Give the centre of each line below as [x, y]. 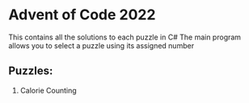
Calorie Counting [48, 90]
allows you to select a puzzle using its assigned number [101, 45]
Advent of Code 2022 [82, 15]
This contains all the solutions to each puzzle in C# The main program [124, 37]
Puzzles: [31, 71]
